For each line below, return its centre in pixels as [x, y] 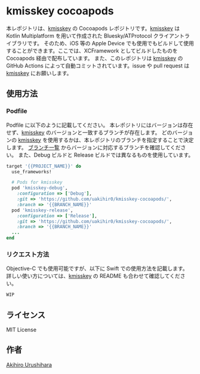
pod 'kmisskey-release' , [42, 210]
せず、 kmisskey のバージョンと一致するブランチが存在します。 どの [89, 132]
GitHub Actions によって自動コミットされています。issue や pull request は [98, 65]
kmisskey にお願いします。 [39, 73]
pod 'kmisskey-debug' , [40, 188]
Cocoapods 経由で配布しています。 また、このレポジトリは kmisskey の [95, 58]
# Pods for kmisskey [37, 183]
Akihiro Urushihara [29, 364]
